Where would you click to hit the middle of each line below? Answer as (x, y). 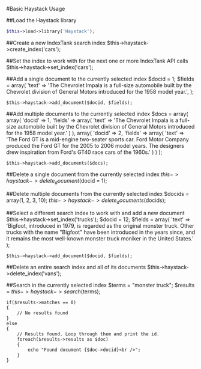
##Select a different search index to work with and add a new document (95, 213)
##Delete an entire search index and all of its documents (76, 267)
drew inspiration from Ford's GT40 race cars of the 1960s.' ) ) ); (84, 152)
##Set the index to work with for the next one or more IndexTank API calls (97, 61)
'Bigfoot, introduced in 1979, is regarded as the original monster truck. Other (100, 226)
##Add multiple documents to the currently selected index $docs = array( (97, 114)
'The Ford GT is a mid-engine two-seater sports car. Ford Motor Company (97, 139)
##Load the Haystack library (41, 20)
